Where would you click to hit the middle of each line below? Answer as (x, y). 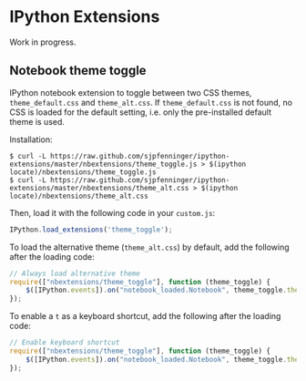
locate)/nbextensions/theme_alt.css (79, 196)
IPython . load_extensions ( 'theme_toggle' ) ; (91, 230)
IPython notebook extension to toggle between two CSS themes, (131, 92)
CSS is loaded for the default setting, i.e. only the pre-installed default (140, 112)
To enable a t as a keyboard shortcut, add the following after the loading (145, 316)
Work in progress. (43, 42)
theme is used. (37, 121)
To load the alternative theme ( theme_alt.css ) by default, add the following (149, 247)
